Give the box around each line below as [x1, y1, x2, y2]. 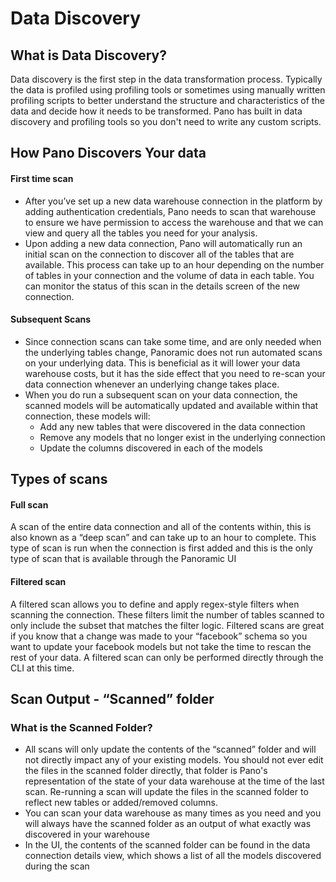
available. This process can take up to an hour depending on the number [24, 258, 325, 271]
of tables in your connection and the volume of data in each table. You [24, 269, 315, 281]
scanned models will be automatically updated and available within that [24, 399, 319, 411]
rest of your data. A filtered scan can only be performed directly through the [10, 651, 324, 663]
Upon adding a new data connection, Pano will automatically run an [24, 237, 303, 249]
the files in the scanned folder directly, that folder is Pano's [24, 765, 268, 777]
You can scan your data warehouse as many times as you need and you [24, 807, 322, 819]
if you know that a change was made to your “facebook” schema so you [10, 630, 308, 642]
